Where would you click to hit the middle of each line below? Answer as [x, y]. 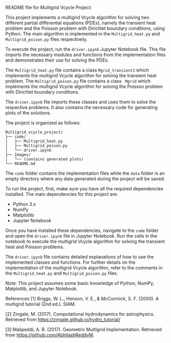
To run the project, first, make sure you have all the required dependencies [84, 189]
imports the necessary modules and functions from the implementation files [85, 55]
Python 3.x [24, 204]
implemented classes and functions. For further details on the [70, 262]
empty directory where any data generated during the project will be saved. [85, 179]
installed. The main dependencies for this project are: [62, 194]
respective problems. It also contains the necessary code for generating [82, 107]
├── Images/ [18, 155]
